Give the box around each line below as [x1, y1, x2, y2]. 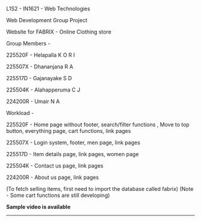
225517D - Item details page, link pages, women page [6, 151, 139, 157]
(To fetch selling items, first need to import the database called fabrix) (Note [6, 185, 194, 192]
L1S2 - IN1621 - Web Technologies [6, 5, 91, 12]
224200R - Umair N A [6, 98, 60, 105]
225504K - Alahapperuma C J [6, 86, 81, 93]
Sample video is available [6, 203, 71, 210]
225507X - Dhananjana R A [6, 63, 74, 70]
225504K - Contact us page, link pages [6, 162, 103, 169]
